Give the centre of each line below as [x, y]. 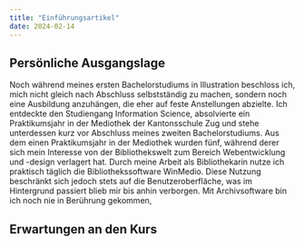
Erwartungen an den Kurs [83, 229]
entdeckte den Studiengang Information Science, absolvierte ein [130, 113]
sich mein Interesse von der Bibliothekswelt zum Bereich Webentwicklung [147, 153]
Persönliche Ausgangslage [88, 63]
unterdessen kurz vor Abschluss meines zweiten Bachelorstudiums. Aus [144, 133]
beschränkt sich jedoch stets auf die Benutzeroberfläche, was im [131, 182]
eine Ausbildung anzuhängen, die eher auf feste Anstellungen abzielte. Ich [148, 104]
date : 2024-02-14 [42, 26]
